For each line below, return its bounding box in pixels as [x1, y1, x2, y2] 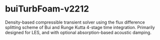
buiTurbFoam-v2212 [5, 3, 89, 14]
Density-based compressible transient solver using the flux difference [5, 19, 145, 25]
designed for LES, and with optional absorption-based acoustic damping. [5, 29, 152, 35]
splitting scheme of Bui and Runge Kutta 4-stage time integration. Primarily [5, 24, 155, 30]
